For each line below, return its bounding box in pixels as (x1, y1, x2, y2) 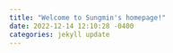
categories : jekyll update (9, 30, 110, 39)
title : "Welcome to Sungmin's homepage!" (9, 13, 167, 22)
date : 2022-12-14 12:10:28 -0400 (9, 22, 134, 31)
